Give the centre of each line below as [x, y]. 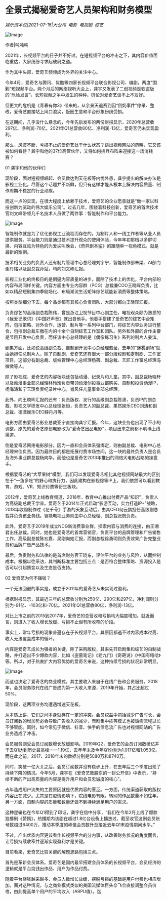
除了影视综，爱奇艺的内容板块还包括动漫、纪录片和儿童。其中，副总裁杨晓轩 [83, 376]
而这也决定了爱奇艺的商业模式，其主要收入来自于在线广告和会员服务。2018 [82, 681]
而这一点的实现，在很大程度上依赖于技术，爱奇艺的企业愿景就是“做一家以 [80, 201]
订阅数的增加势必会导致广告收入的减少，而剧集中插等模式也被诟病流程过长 [85, 721]
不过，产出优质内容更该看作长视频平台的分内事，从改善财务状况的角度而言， [83, 835]
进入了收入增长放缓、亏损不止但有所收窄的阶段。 [68, 622]
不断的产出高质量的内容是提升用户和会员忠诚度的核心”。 [67, 779]
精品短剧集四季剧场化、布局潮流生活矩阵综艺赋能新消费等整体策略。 [83, 291]
